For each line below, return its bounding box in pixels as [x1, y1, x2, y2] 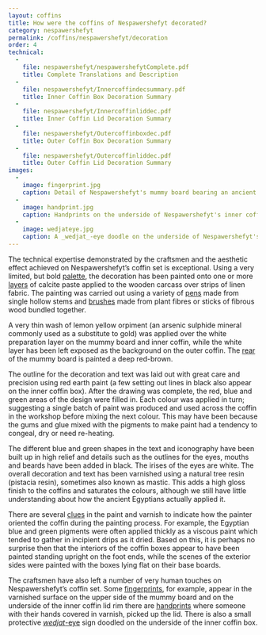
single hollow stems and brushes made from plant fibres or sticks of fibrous [8, 296, 255, 306]
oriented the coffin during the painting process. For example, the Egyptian [8, 518, 249, 527]
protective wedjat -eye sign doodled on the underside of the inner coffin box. [8, 618, 258, 627]
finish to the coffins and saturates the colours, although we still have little [8, 485, 247, 495]
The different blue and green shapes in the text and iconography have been [8, 443, 255, 453]
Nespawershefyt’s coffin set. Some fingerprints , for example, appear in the [8, 583, 253, 593]
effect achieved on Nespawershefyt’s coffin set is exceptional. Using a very [8, 262, 255, 272]
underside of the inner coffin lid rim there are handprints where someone [8, 600, 246, 610]
